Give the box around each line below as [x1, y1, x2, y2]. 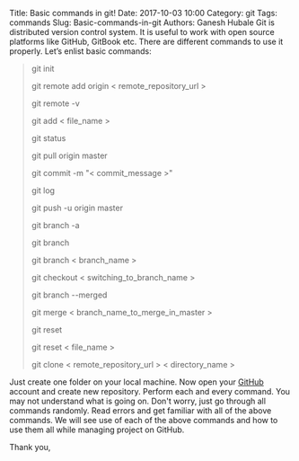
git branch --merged [31, 289, 108, 300]
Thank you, [9, 442, 51, 452]
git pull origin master [31, 150, 108, 161]
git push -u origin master [31, 202, 124, 213]
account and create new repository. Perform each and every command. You [9, 386, 290, 396]
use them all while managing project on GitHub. [9, 424, 185, 435]
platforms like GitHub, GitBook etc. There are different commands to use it [9, 36, 284, 47]
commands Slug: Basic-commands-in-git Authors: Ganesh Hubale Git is [9, 17, 276, 28]
